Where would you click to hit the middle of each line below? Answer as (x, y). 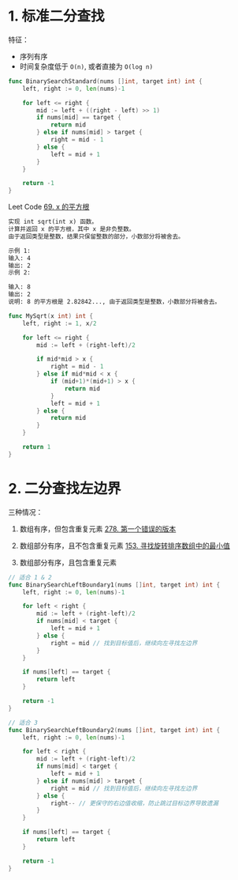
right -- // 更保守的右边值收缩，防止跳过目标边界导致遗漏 (134, 803)
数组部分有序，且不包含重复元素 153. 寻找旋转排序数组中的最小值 (125, 546)
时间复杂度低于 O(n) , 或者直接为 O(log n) (86, 66)
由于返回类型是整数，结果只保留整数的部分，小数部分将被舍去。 (96, 236)
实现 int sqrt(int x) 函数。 (53, 222)
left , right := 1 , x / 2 (59, 323)
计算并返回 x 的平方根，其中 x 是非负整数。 (72, 229)
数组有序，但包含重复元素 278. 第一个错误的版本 (98, 529)
